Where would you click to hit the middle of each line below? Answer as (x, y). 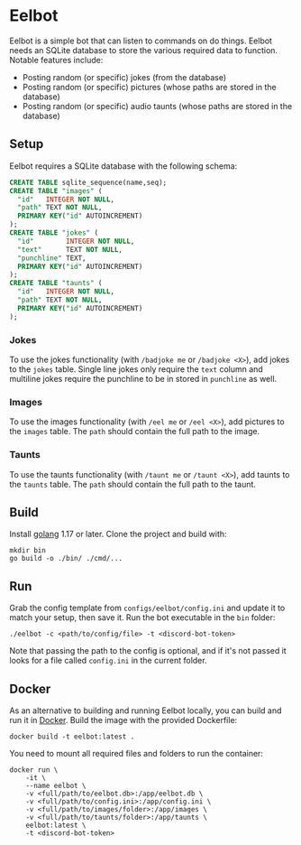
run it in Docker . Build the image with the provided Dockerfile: (123, 720)
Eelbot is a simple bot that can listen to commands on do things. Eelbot (141, 41)
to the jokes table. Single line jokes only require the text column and (136, 369)
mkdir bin (28, 551)
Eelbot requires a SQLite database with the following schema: (123, 166)
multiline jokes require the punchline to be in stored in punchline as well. (143, 378)
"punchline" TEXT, (52, 258)
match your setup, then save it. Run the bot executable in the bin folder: (142, 617)
